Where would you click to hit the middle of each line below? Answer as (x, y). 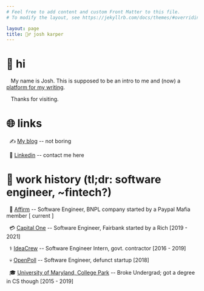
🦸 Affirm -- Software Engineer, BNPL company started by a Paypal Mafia (100, 209)
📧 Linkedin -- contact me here (46, 155)
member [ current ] (30, 216)
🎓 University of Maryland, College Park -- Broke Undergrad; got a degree (102, 273)
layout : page (23, 28)
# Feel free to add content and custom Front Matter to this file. (93, 12)
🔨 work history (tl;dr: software (84, 180)
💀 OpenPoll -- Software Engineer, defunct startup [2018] (79, 260)
